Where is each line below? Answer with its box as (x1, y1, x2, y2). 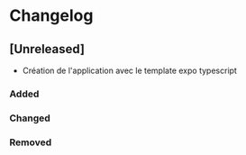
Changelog (9, 5, 94, 26)
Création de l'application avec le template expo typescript (22, 65, 237, 76)
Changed (9, 112, 51, 124)
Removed (9, 136, 52, 149)
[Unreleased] (9, 41, 86, 57)
